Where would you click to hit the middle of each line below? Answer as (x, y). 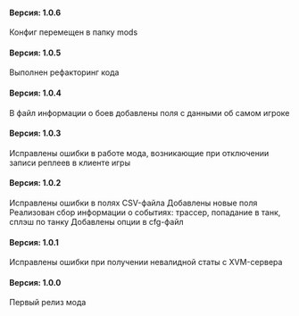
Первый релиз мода (48, 303)
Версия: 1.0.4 (35, 93)
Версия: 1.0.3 (35, 133)
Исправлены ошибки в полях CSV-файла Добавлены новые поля (133, 203)
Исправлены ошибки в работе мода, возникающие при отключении (139, 153)
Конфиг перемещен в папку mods (74, 32)
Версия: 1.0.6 (35, 12)
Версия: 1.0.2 (35, 183)
